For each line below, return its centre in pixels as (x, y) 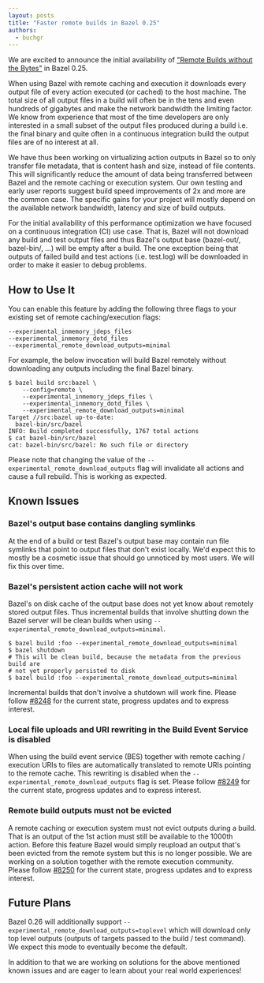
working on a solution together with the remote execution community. (121, 862)
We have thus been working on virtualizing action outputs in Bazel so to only (132, 158)
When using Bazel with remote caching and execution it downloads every (127, 84)
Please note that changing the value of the (77, 460)
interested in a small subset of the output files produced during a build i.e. (128, 125)
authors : (22, 30)
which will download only (210, 930)
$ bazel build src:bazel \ (52, 383)
